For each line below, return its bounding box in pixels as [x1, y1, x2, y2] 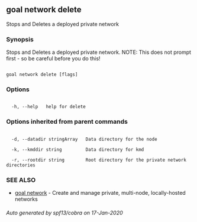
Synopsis [6, 35, 34, 43]
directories [6, 162, 35, 168]
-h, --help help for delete [11, 104, 86, 110]
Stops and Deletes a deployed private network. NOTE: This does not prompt [6, 49, 191, 56]
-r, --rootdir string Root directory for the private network [11, 157, 186, 163]
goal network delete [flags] [6, 72, 78, 78]
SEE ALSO [6, 176, 36, 184]
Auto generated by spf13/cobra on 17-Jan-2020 [6, 209, 123, 216]
